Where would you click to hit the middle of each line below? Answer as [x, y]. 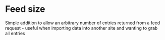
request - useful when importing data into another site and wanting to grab [81, 28]
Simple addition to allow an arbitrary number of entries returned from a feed [82, 23]
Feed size [25, 9]
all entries [15, 33]
